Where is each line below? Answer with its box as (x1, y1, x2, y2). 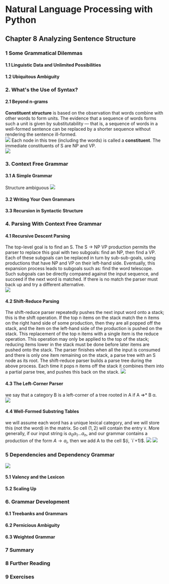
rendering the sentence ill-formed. (5, 131, 77, 137)
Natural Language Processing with (5, 4, 153, 15)
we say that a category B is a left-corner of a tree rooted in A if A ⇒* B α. (5, 392, 157, 398)
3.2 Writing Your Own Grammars (5, 196, 75, 202)
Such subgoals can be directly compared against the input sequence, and (5, 271, 159, 277)
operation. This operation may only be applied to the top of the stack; (5, 336, 149, 342)
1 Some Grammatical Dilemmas (5, 49, 83, 57)
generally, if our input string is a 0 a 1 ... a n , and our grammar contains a (5, 430, 148, 438)
